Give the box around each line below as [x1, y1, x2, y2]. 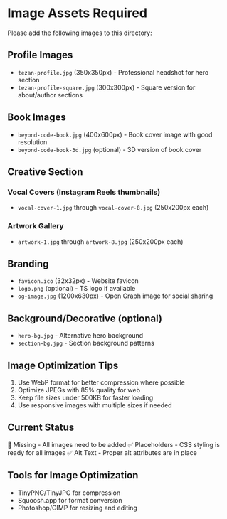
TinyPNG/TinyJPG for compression [17, 488, 121, 497]
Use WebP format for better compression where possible [17, 378, 185, 387]
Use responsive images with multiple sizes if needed [17, 400, 172, 410]
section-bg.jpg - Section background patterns [17, 339, 154, 348]
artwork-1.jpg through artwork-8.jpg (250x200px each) [17, 237, 184, 246]
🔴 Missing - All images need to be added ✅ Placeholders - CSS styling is [7, 440, 221, 449]
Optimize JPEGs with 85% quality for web [17, 385, 141, 394]
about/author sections [17, 90, 83, 99]
